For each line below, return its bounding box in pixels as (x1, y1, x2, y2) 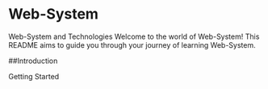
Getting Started (8, 71, 60, 81)
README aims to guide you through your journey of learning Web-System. (8, 40, 256, 49)
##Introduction (8, 56, 58, 66)
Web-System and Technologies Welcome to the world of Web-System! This (8, 32, 260, 41)
